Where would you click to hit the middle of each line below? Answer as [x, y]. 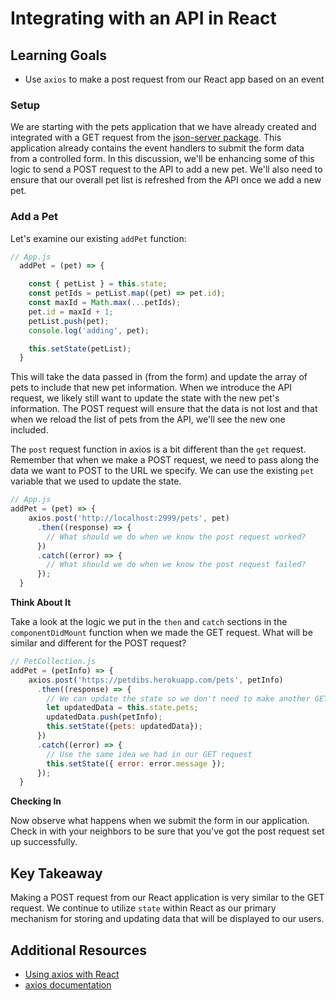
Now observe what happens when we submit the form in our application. [160, 821]
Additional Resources [78, 950]
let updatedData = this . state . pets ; [122, 708]
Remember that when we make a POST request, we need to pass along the [165, 460]
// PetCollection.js [53, 662]
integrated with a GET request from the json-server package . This [146, 138]
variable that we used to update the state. [96, 481]
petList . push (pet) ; [69, 321]
